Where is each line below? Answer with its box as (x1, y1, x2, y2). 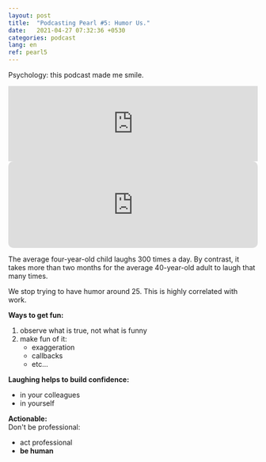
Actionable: (8, 414, 47, 423)
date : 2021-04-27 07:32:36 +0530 (8, 26, 126, 34)
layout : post (8, 11, 51, 20)
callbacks (31, 351, 63, 361)
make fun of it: (19, 334, 67, 343)
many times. (8, 271, 48, 281)
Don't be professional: (8, 422, 81, 432)
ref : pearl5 (8, 48, 47, 56)
